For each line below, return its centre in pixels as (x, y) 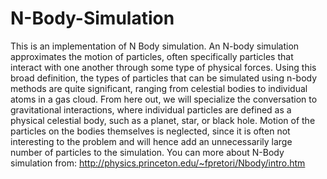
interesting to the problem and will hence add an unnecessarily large (151, 141)
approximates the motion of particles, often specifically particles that (152, 56)
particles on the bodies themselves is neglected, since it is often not (150, 131)
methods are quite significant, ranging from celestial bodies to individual (159, 88)
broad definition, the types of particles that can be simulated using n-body (164, 78)
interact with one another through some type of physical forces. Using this (163, 67)
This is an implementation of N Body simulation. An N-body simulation (155, 46)
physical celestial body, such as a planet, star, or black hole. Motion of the (163, 120)
